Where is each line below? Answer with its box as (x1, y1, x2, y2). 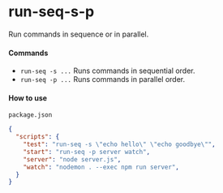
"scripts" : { (15, 133, 60, 141)
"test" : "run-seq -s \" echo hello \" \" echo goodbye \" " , (23, 140, 217, 148)
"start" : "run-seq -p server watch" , (23, 148, 151, 156)
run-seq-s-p (8, 2, 95, 21)
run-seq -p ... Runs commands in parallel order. (19, 75, 185, 84)
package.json (8, 111, 53, 119)
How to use (8, 92, 47, 103)
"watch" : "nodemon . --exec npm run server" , (23, 163, 180, 171)
